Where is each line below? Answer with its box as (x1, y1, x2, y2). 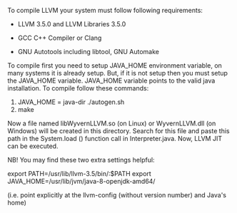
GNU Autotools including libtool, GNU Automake (17, 48, 159, 56)
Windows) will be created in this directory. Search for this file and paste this (7, 127, 230, 135)
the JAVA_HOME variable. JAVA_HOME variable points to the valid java (7, 76, 216, 85)
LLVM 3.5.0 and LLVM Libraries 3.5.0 (17, 20, 126, 28)
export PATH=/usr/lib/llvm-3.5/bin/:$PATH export (7, 170, 151, 177)
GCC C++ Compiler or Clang (17, 33, 102, 42)
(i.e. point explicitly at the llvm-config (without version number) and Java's (7, 191, 227, 199)
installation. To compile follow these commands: (7, 84, 149, 92)
